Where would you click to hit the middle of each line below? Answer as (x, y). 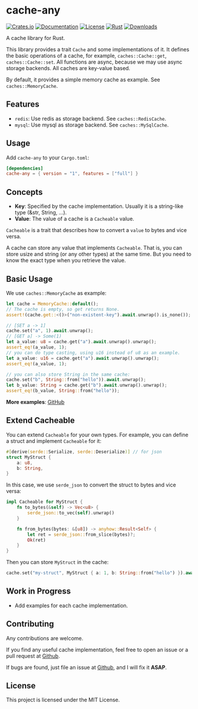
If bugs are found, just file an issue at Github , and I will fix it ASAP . (86, 667)
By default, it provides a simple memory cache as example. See (83, 79)
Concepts (24, 192)
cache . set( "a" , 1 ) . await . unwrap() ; (50, 331)
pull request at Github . (33, 656)
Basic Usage (29, 279)
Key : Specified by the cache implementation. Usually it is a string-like (99, 206)
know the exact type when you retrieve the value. (66, 260)
